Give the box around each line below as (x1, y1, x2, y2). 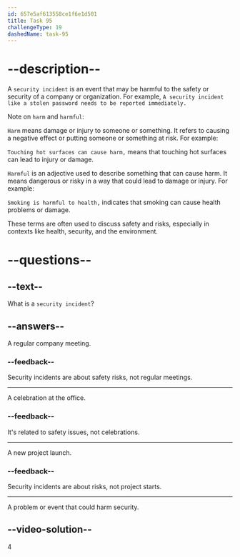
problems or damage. (7, 206, 71, 214)
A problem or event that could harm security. (7, 503, 139, 511)
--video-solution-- (7, 523, 92, 536)
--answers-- (7, 320, 64, 332)
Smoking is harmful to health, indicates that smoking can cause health (7, 198, 221, 207)
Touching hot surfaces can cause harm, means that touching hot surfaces (7, 148, 227, 156)
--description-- (7, 61, 101, 77)
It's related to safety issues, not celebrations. (7, 428, 140, 436)
